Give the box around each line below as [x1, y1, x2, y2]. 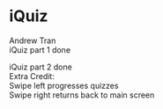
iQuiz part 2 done [9, 62, 72, 72]
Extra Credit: [9, 70, 55, 81]
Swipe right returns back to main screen [9, 90, 155, 100]
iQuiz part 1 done [9, 44, 71, 54]
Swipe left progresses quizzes [9, 80, 119, 91]
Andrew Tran [9, 35, 56, 46]
